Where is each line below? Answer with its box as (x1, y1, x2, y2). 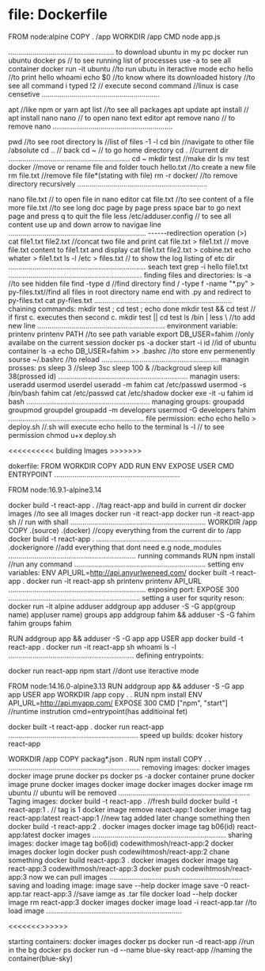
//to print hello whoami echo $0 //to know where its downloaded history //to (8, 72, 256, 82)
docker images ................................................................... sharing (42, 830, 253, 839)
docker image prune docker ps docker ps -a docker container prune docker (8, 771, 256, 781)
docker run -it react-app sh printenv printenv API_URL (26, 576, 202, 585)
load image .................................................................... (8, 906, 182, 915)
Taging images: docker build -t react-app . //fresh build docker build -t (8, 796, 238, 806)
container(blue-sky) (8, 954, 74, 963)
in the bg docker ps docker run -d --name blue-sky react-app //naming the (8, 945, 253, 954)
